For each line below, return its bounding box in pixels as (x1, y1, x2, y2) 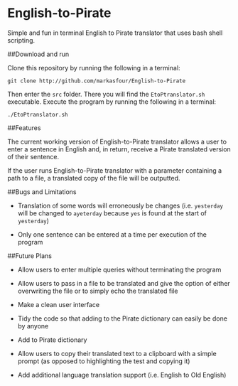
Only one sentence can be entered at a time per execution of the (17, 230, 207, 239)
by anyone (17, 321, 49, 330)
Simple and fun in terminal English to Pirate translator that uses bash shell (7, 28, 223, 37)
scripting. (7, 36, 36, 44)
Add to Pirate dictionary (17, 336, 87, 344)
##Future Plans (7, 251, 52, 260)
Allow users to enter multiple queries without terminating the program (17, 265, 222, 274)
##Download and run (7, 50, 70, 58)
